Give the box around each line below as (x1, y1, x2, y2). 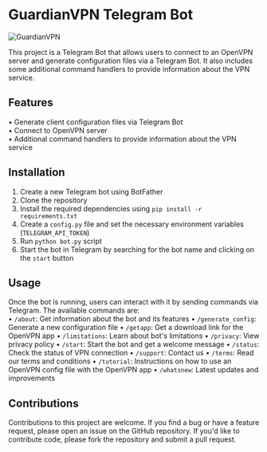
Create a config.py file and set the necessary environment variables (19, 219, 245, 229)
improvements (8, 373, 56, 383)
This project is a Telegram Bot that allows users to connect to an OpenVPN (8, 47, 253, 57)
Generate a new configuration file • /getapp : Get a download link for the (8, 323, 244, 332)
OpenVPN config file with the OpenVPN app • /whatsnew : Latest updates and (8, 365, 259, 375)
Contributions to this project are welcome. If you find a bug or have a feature (8, 418, 260, 427)
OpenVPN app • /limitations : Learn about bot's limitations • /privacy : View (8, 331, 260, 340)
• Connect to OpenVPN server (8, 125, 108, 135)
